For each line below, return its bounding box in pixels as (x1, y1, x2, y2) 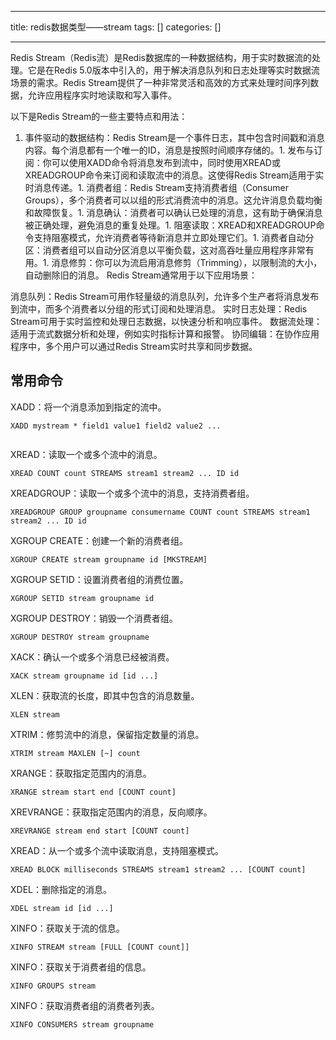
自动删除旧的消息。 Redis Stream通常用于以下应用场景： (24, 269, 258, 281)
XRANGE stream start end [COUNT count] (10, 787, 177, 797)
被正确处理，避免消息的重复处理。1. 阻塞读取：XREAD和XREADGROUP (24, 219, 317, 231)
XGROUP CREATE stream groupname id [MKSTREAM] (10, 554, 208, 565)
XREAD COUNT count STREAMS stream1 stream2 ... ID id (10, 468, 240, 478)
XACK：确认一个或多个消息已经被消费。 (10, 651, 175, 663)
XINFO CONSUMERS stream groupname (10, 1019, 155, 1030)
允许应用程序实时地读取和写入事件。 (27, 89, 177, 101)
